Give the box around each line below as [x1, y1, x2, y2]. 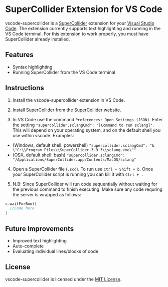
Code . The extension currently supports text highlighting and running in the [5, 25, 161, 31]
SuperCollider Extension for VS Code [5, 4, 162, 15]
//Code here [10, 206, 35, 211]
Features [5, 51, 34, 59]
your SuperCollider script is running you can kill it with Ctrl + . [12, 171, 144, 177]
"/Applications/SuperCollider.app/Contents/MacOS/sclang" [12, 157, 136, 162]
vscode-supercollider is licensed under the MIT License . [5, 276, 122, 282]
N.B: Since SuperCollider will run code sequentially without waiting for [12, 181, 157, 187]
